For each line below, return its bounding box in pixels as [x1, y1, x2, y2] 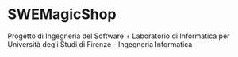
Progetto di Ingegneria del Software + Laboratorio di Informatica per [7, 31, 230, 41]
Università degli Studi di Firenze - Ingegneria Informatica [7, 39, 193, 48]
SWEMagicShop [7, 5, 117, 23]
